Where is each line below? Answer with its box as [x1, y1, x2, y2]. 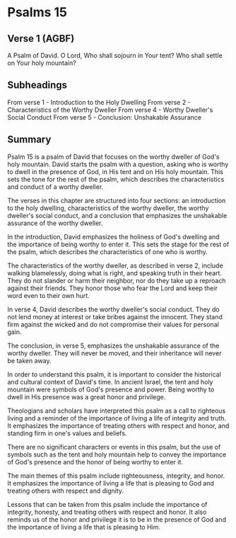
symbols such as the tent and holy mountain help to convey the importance [7, 450, 227, 459]
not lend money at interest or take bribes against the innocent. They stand [7, 312, 223, 321]
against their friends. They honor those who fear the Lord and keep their [7, 284, 218, 292]
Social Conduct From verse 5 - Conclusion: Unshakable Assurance [7, 113, 201, 121]
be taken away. [7, 356, 52, 365]
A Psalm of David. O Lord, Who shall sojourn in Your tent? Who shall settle [7, 51, 223, 59]
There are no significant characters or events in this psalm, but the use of [7, 442, 221, 451]
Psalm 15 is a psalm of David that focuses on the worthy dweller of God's [7, 152, 220, 161]
